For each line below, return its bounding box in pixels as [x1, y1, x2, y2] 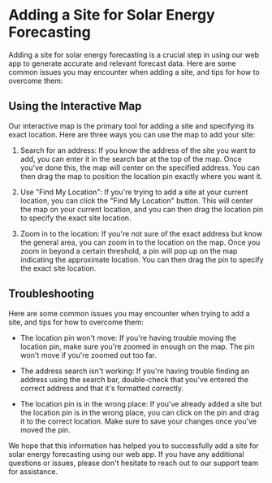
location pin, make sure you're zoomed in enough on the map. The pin [19, 342, 255, 351]
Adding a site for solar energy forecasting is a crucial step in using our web [8, 50, 260, 59]
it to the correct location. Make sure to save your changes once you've [19, 416, 257, 426]
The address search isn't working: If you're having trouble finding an [19, 366, 250, 376]
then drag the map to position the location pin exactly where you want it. [19, 171, 262, 181]
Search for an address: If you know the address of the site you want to [19, 145, 256, 155]
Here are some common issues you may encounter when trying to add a [8, 308, 250, 318]
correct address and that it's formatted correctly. [19, 383, 184, 393]
